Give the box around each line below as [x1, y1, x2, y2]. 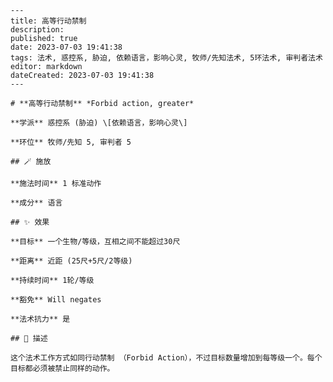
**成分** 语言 [10, 198, 63, 208]
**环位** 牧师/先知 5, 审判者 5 [10, 137, 132, 147]
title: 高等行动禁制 [10, 16, 87, 26]
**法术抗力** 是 [10, 314, 71, 324]
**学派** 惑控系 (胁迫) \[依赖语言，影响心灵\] [10, 118, 188, 128]
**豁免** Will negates [10, 295, 102, 305]
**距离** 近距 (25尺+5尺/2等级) [10, 256, 133, 266]
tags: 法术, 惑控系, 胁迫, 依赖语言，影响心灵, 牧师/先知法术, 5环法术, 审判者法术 [10, 53, 323, 63]
